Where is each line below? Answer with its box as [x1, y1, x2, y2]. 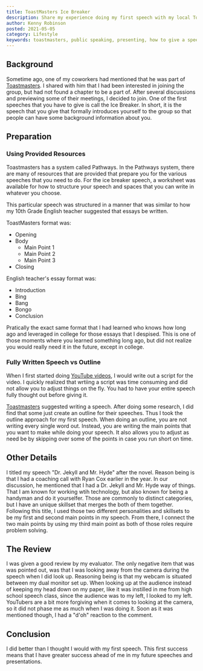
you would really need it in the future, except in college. [6, 343, 145, 350]
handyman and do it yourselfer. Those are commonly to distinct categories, [6, 494, 193, 502]
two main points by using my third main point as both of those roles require [6, 520, 193, 527]
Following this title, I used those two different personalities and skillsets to [6, 507, 190, 514]
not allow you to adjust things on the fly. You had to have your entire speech [6, 385, 195, 392]
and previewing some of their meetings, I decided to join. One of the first [6, 94, 187, 102]
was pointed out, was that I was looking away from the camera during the [6, 566, 189, 574]
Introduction [14, 286, 46, 293]
